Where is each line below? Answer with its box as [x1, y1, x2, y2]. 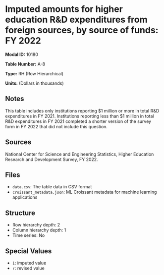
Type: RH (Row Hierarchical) [5, 70, 63, 76]
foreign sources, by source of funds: [5, 25, 159, 36]
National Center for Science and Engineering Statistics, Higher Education [5, 151, 154, 157]
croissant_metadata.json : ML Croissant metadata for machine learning [12, 189, 157, 195]
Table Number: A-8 [5, 61, 46, 67]
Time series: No [12, 232, 45, 238]
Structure [5, 209, 36, 217]
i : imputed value [12, 260, 47, 266]
